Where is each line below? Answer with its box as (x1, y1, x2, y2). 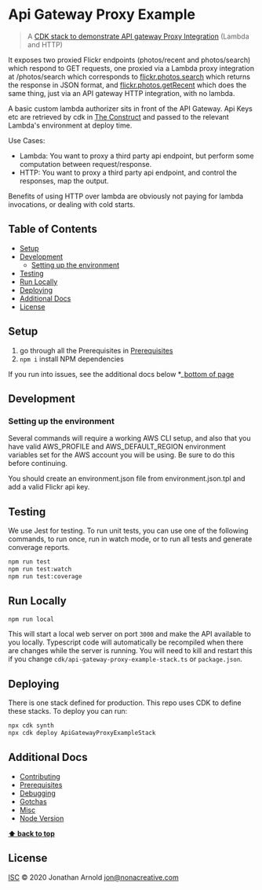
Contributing (19, 771, 60, 781)
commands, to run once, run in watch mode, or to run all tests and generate (8, 534, 253, 544)
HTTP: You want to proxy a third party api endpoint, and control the (19, 168, 238, 177)
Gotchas (19, 796, 47, 806)
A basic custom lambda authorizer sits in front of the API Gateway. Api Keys (8, 104, 253, 113)
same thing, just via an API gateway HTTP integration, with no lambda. (8, 88, 235, 98)
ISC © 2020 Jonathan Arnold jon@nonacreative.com (8, 872, 179, 882)
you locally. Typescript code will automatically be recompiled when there (8, 637, 244, 647)
